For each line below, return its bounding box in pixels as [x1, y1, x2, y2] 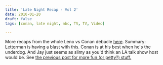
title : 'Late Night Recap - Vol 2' [5, 7, 79, 12]
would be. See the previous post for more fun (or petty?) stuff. [5, 55, 132, 61]
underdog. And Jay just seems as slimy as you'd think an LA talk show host [5, 49, 158, 55]
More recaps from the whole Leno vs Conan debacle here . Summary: [5, 39, 146, 45]
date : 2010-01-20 [5, 12, 41, 17]
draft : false [5, 16, 32, 21]
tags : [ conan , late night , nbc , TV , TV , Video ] [5, 21, 105, 26]
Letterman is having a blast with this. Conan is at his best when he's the [5, 44, 151, 50]
